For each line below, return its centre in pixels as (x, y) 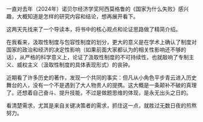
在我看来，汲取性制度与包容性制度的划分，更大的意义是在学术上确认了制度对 (101, 42)
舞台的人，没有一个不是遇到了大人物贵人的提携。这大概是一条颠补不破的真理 (101, 85)
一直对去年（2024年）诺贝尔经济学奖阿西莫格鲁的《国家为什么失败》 (92, 9)
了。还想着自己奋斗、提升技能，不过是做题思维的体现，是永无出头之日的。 (99, 93)
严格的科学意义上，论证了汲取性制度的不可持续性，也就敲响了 (101, 57)
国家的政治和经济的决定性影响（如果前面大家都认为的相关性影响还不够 (94, 50)
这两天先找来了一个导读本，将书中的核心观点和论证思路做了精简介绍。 (94, 29)
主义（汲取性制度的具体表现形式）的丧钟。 (80, 65)
